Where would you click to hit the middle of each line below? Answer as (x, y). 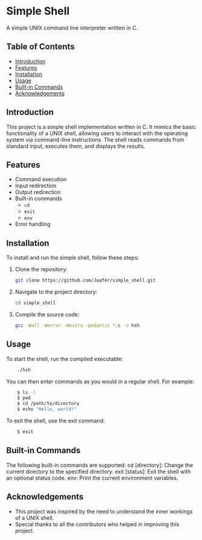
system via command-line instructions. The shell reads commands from (95, 139)
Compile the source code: (47, 314)
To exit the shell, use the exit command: (55, 421)
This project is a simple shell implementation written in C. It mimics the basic (101, 127)
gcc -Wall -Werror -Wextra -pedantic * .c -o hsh (77, 325)
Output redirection (38, 192)
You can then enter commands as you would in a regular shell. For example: (100, 381)
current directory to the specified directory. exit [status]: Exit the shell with (99, 471)
